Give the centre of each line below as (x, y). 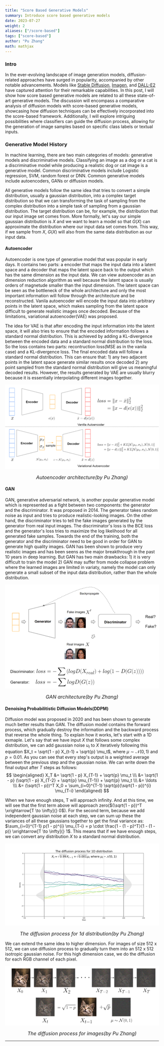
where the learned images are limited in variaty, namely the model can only (81, 567)
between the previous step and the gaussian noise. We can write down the (80, 762)
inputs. (12, 132)
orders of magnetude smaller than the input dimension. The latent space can (82, 285)
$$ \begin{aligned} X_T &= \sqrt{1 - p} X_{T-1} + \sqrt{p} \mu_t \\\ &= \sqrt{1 (82, 775)
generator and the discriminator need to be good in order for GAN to (74, 541)
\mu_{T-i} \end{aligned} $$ (82, 791)
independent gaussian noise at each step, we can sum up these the (73, 816)
